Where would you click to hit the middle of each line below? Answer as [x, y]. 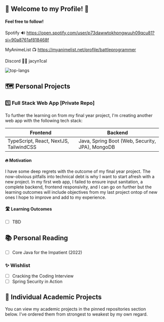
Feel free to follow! [24, 21]
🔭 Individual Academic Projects [53, 297]
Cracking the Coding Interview [43, 276]
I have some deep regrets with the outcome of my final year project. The [78, 171]
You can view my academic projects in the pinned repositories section [76, 309]
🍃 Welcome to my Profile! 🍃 [47, 9]
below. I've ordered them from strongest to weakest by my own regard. [76, 314]
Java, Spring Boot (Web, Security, [117, 141]
